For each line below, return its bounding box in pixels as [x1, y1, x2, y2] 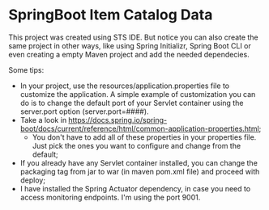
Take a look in [19, 115, 67, 124]
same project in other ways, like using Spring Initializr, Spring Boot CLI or [8, 40, 251, 50]
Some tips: [8, 65, 45, 74]
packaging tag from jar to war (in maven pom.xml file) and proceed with [19, 166, 260, 176]
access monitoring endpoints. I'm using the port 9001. [19, 192, 201, 202]
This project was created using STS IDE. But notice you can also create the [8, 32, 258, 42]
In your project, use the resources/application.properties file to [19, 81, 230, 90]
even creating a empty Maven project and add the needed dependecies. [8, 49, 250, 59]
